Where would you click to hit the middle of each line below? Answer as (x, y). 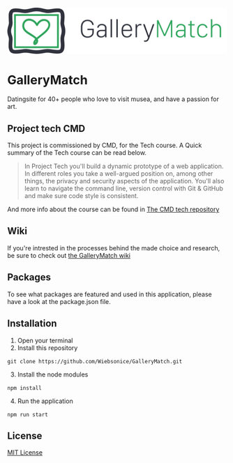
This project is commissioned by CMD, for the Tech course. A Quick (105, 145)
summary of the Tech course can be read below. (77, 153)
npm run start (28, 415)
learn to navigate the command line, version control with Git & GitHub (123, 188)
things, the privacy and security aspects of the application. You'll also (124, 181)
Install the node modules (53, 374)
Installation (32, 324)
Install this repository (47, 348)
